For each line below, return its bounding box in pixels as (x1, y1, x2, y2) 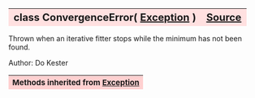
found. (8, 42, 31, 52)
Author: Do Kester (8, 58, 69, 67)
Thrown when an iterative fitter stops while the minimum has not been (8, 34, 242, 43)
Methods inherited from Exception (11, 77, 140, 87)
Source (205, 11, 242, 23)
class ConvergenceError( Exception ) (13, 11, 197, 23)
